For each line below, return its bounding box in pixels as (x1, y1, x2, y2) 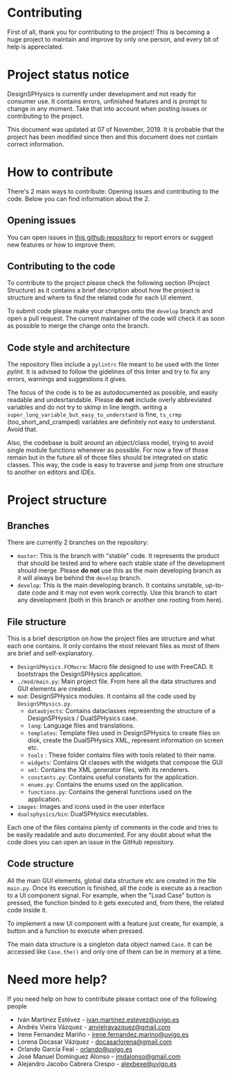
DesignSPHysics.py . (17, 699, 73, 708)
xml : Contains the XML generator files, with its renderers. (27, 766, 190, 774)
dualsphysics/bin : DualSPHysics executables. (17, 810, 149, 819)
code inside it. (7, 906, 48, 914)
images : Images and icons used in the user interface (17, 803, 165, 811)
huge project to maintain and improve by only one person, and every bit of (7, 35, 220, 43)
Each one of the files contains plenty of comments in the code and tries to (7, 823, 219, 832)
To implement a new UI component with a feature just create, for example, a (7, 919, 224, 927)
